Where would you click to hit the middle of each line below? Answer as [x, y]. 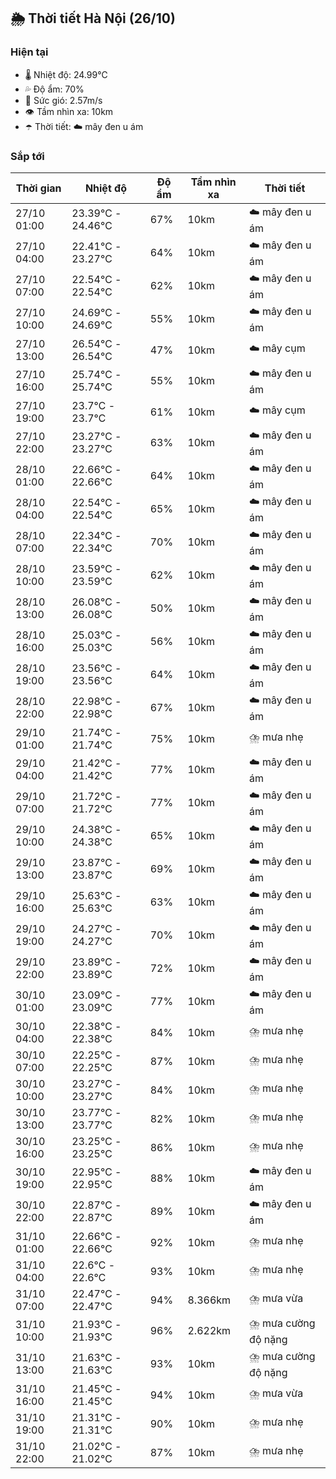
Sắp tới [27, 156]
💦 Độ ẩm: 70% [54, 89]
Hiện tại [29, 52]
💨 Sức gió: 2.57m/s [63, 100]
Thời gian [38, 188]
